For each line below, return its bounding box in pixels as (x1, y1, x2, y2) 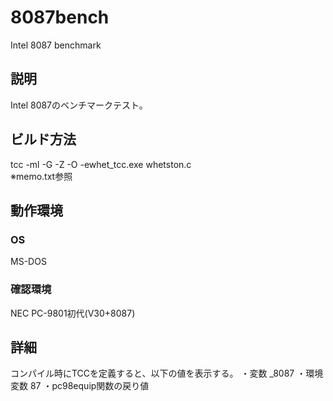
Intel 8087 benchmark (10, 39, 102, 51)
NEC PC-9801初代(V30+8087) (10, 307, 136, 319)
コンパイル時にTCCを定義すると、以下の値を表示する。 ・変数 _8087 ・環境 (10, 367, 324, 380)
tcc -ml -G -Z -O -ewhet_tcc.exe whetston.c (10, 158, 192, 170)
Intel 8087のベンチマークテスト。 (10, 99, 148, 111)
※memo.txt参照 (10, 170, 73, 182)
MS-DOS (10, 256, 47, 268)
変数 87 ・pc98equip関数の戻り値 (10, 380, 150, 392)
